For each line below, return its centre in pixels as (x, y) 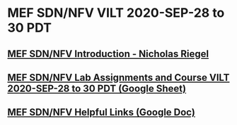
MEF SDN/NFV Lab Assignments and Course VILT (118, 78)
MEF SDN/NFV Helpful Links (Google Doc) (102, 113)
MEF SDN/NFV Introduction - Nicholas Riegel (108, 54)
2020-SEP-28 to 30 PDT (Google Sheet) (97, 88)
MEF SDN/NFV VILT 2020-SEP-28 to (116, 13)
